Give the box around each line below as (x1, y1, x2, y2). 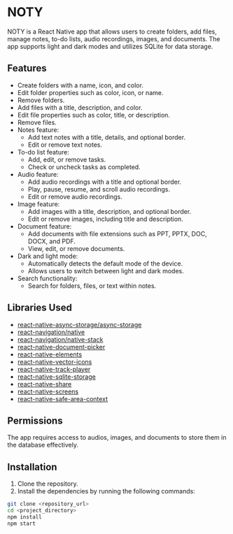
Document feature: (17, 222, 72, 231)
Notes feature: (17, 125, 59, 133)
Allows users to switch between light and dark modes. (27, 266, 184, 275)
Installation (7, 461, 57, 472)
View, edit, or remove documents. (27, 244, 125, 252)
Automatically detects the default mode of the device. (27, 259, 183, 268)
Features (7, 62, 47, 74)
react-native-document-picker (17, 342, 106, 351)
